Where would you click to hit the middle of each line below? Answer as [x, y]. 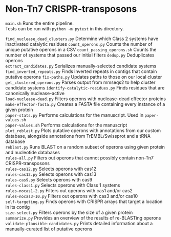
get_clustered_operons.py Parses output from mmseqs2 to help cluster [80, 82]
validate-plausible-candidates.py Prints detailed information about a [79, 223]
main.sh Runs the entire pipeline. [40, 23]
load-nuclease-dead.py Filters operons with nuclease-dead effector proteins [86, 99]
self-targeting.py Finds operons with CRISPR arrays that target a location [84, 202]
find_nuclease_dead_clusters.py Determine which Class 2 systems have [82, 39]
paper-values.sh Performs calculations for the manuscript [66, 125]
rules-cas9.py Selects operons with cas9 [49, 179]
